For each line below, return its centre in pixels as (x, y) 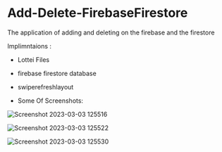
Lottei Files (33, 59)
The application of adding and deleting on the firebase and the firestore (111, 32)
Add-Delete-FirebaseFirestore (98, 13)
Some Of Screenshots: (50, 101)
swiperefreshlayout (45, 87)
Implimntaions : (29, 46)
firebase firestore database (57, 73)
